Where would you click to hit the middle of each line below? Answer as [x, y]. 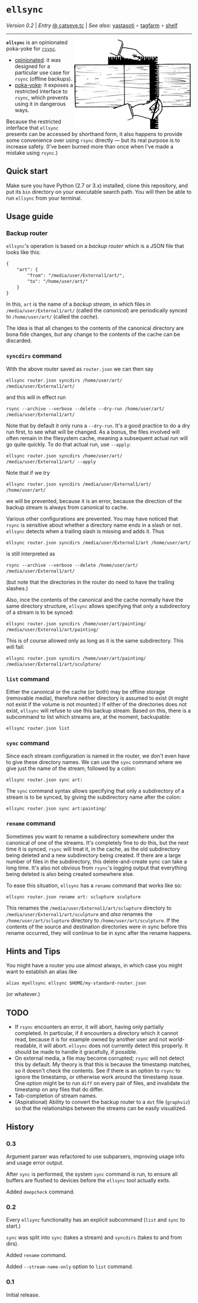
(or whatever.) [23, 994]
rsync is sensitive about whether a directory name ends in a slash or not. [94, 525]
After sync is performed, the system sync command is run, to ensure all [92, 1174]
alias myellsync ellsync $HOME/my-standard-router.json [76, 983]
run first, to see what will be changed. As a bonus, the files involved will [93, 432]
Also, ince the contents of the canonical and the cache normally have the [95, 600]
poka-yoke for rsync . [32, 48]
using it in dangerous [40, 104]
